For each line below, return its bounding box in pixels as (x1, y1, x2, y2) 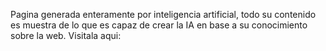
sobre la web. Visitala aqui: (10, 30, 122, 41)
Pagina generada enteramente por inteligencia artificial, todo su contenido (10, 9, 317, 20)
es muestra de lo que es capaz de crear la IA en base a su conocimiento (10, 19, 308, 31)
